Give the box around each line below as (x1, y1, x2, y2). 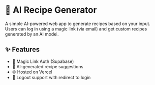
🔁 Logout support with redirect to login (12, 74, 91, 80)
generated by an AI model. (5, 31, 59, 37)
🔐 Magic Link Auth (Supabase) (12, 58, 74, 64)
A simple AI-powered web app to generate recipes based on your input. (5, 21, 151, 27)
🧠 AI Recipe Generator (5, 4, 97, 16)
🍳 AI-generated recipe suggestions (12, 63, 84, 69)
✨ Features (5, 45, 40, 54)
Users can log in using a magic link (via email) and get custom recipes (5, 26, 147, 31)
